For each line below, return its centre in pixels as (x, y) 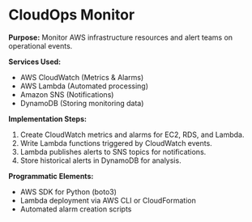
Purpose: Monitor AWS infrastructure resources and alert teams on (121, 37)
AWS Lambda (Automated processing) (84, 86)
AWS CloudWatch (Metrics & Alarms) (82, 77)
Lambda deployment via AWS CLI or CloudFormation (108, 200)
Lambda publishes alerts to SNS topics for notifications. (113, 152)
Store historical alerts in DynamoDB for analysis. (100, 160)
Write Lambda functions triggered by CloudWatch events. (116, 143)
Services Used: (35, 62)
